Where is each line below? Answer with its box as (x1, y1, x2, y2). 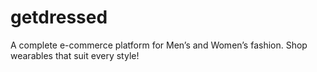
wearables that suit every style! (10, 49, 140, 61)
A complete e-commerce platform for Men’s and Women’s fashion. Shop (10, 39, 308, 51)
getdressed (10, 6, 108, 29)
